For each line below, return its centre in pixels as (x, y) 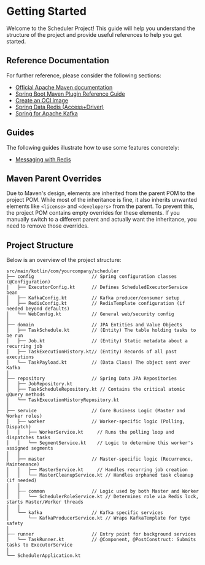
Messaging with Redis (43, 159)
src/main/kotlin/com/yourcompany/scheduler (63, 271)
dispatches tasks (29, 438)
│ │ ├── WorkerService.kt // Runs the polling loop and (90, 432)
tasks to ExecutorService (39, 545)
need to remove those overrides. (48, 226)
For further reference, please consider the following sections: (84, 75)
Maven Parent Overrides (54, 178)
